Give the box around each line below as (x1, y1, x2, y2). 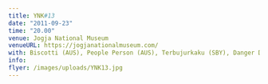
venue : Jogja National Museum (8, 34, 109, 42)
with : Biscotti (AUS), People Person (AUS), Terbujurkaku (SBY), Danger (8, 49, 255, 57)
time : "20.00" (8, 26, 56, 34)
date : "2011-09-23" (8, 19, 73, 27)
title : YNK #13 (8, 11, 56, 20)
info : (8, 57, 26, 65)
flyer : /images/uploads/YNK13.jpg (8, 64, 124, 72)
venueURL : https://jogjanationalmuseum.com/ (8, 42, 159, 50)
